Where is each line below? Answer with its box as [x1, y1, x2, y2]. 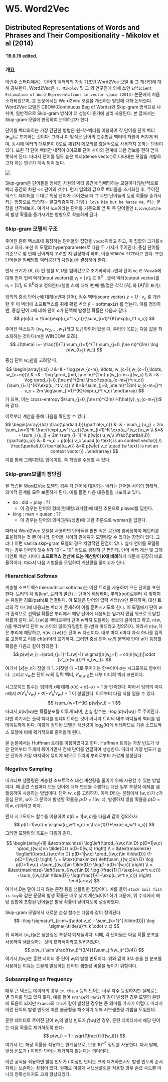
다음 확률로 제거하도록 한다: [10, 1024, 64, 1031]
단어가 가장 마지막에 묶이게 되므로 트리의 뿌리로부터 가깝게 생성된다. [10, 753, 143, 758]
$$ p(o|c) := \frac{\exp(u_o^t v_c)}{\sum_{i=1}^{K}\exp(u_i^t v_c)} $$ [14, 316, 155, 322]
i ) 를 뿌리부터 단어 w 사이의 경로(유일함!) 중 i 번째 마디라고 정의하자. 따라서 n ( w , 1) [5, 623, 162, 629]
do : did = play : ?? [12, 499, 51, 505]
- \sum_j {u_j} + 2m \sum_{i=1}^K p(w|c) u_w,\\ [18, 432, 114, 438]
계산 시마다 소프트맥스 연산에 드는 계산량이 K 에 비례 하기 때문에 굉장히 [18, 553, 153, 559]
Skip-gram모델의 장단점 [5, 470, 61, 477]
